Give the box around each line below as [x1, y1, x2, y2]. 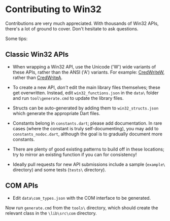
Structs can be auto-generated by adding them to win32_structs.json [12, 105, 159, 111]
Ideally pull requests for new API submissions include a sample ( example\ [12, 161, 165, 167]
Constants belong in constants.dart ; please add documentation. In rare [12, 120, 162, 126]
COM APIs [5, 181, 39, 190]
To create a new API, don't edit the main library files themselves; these [12, 84, 161, 90]
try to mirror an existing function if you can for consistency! [12, 151, 137, 158]
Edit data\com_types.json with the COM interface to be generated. [12, 195, 151, 201]
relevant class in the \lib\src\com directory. [5, 210, 97, 216]
